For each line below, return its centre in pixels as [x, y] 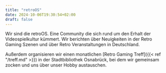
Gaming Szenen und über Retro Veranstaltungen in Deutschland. [73, 45]
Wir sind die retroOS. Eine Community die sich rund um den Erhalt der [78, 34]
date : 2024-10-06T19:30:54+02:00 [40, 15]
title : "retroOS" [24, 10]
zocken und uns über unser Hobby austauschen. [56, 65]
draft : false [19, 19]
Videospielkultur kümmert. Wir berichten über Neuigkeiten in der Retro [79, 39]
